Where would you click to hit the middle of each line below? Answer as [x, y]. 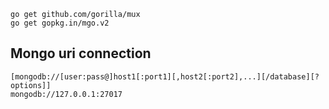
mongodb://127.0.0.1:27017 [66, 94]
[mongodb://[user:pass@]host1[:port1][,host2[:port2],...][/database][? [165, 76]
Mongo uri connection [81, 53]
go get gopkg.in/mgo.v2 [60, 23]
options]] [31, 85]
